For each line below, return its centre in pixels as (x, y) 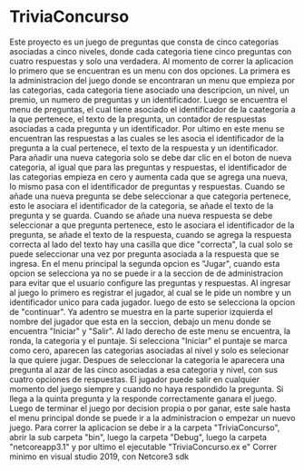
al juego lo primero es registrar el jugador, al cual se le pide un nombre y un (151, 292)
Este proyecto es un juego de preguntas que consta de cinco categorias (144, 42)
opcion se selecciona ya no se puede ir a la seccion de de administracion (147, 273)
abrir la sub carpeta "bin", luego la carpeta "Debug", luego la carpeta (138, 437)
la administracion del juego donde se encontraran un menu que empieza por (152, 80)
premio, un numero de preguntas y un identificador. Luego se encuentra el (148, 99)
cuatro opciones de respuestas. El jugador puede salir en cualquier (135, 379)
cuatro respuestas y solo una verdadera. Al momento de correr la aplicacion (152, 61)
